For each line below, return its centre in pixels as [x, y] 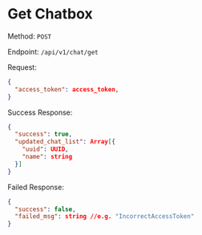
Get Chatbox [50, 14]
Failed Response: [36, 187]
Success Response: [40, 112]
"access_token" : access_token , [67, 89]
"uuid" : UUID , [45, 149]
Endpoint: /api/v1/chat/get [53, 51]
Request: [22, 67]
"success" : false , [46, 209]
